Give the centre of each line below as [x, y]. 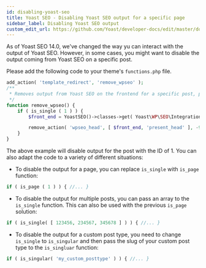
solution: [26, 211]
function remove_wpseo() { [41, 105]
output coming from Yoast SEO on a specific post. [70, 59]
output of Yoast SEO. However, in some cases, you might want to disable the [103, 53]
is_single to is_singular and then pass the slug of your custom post [102, 241]
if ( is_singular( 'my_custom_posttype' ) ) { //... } [78, 259]
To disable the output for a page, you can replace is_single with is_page [107, 169]
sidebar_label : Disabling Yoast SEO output [63, 23]
